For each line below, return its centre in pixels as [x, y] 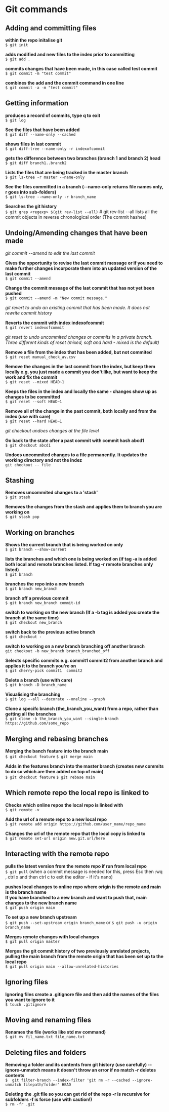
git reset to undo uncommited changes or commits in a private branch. [79, 337]
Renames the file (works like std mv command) [56, 1032]
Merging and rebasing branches [57, 739]
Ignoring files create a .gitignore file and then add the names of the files [82, 994]
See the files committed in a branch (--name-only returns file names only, [84, 186]
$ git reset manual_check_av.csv [40, 357]
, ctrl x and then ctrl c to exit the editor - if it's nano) [59, 877]
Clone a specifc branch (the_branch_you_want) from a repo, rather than [82, 709]
